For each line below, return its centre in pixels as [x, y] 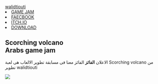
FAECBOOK [23, 17]
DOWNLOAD [24, 27]
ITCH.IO [19, 22]
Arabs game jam [30, 51]
